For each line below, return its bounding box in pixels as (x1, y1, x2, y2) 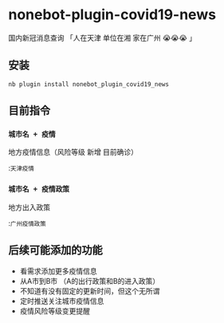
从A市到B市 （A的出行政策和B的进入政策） (19, 276, 160, 286)
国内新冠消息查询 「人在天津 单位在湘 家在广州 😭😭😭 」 (8, 33, 197, 42)
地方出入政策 (8, 202, 50, 212)
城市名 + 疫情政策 (8, 185, 70, 194)
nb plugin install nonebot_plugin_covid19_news (8, 80, 170, 89)
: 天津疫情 (8, 163, 34, 173)
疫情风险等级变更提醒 (19, 305, 90, 316)
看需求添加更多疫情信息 (19, 266, 97, 276)
